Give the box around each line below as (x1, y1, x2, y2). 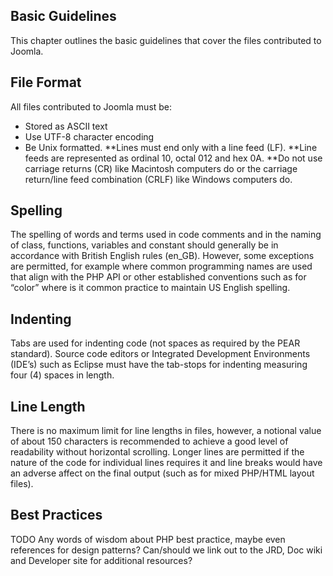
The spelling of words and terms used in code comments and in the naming (10, 229, 322, 241)
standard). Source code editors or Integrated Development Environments (10, 348, 311, 360)
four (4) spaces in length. (10, 369, 115, 381)
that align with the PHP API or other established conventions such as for (10, 271, 307, 283)
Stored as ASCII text (24, 120, 108, 132)
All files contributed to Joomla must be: (10, 100, 173, 113)
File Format (10, 74, 82, 91)
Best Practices (10, 507, 103, 524)
